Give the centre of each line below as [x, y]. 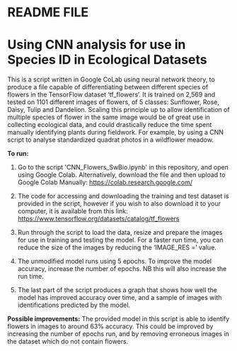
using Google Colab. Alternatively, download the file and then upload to [121, 175]
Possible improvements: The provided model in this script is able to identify [118, 319]
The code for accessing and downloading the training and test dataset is [123, 196]
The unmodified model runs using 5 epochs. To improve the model [115, 261]
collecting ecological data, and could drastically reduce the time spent [110, 125]
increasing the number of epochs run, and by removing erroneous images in [118, 334]
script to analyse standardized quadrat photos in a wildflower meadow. [111, 140]
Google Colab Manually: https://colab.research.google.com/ [105, 182]
